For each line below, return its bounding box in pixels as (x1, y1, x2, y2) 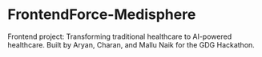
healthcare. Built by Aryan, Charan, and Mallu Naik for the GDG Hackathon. (7, 40, 256, 49)
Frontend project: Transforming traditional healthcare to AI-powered (7, 32, 232, 41)
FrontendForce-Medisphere (7, 6, 196, 24)
